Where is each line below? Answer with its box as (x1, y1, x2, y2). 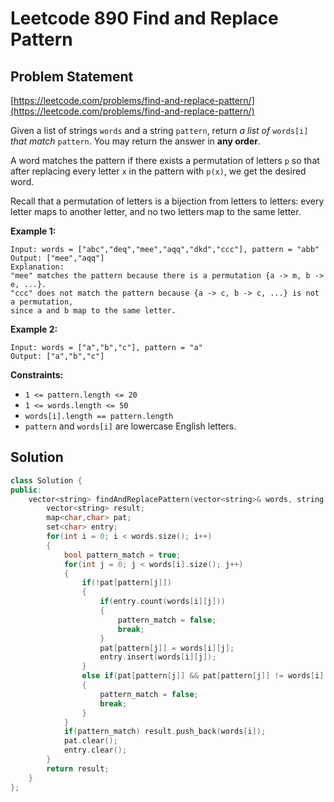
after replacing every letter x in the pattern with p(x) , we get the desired (10, 165, 307, 177)
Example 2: (10, 323, 58, 335)
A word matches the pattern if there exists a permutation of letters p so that (10, 155, 320, 166)
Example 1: (10, 225, 57, 237)
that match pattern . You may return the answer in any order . (10, 135, 262, 147)
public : (10, 485, 43, 495)
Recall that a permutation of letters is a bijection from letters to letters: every (10, 195, 325, 207)
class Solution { (10, 475, 83, 486)
